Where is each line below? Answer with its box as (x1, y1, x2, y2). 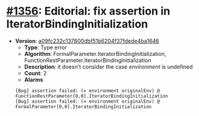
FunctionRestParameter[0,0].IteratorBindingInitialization (15, 93, 169, 99)
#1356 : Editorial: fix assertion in (6, 4, 170, 18)
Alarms (24, 76, 44, 83)
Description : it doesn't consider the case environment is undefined (24, 63, 193, 70)
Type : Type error (24, 44, 67, 51)
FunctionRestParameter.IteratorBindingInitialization (24, 56, 152, 64)
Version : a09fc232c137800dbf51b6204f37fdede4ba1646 (15, 37, 159, 44)
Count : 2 (24, 69, 47, 77)
